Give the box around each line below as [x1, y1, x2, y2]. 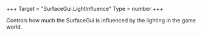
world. [6, 24, 23, 30]
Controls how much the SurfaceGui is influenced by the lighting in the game [6, 17, 197, 24]
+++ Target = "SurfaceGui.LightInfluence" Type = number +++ [6, 5, 164, 12]
